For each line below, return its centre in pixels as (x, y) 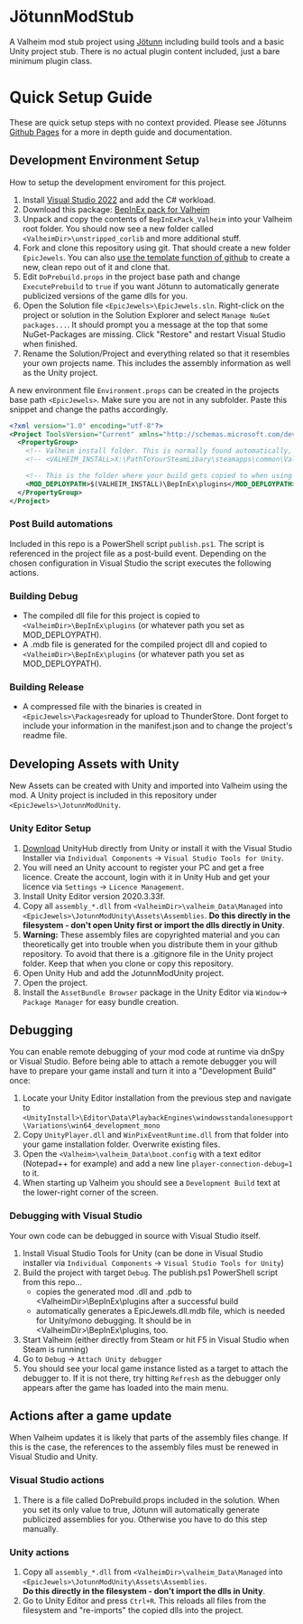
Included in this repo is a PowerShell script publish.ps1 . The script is (137, 543)
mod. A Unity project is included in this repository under (113, 795)
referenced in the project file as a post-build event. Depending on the (138, 553)
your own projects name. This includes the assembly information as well (156, 362)
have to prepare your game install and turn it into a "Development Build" (143, 1071)
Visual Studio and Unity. (54, 1457)
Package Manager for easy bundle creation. (100, 1001)
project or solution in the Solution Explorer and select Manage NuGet (146, 314)
